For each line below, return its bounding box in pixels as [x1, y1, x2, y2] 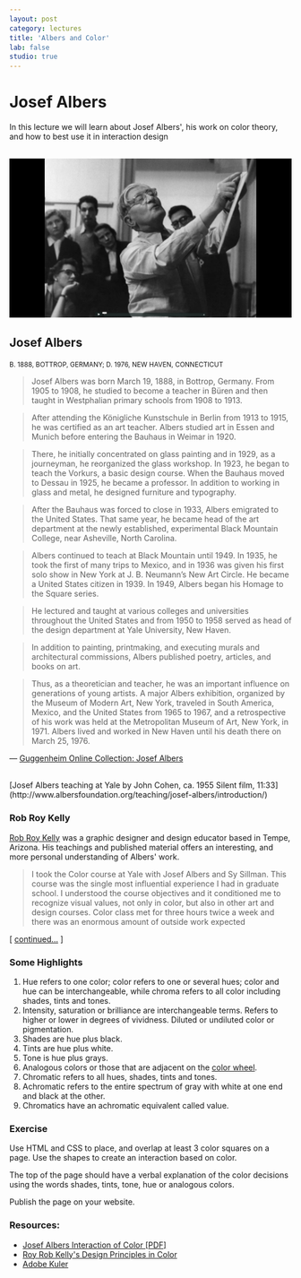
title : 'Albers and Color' [9, 33, 110, 42]
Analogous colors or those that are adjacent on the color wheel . [21, 1062, 258, 1073]
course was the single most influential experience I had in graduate [30, 878, 279, 889]
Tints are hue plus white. [21, 1042, 114, 1053]
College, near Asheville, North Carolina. [30, 533, 177, 544]
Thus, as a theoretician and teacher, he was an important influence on [30, 678, 290, 689]
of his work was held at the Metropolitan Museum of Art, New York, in [30, 717, 289, 728]
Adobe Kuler [21, 1258, 69, 1269]
